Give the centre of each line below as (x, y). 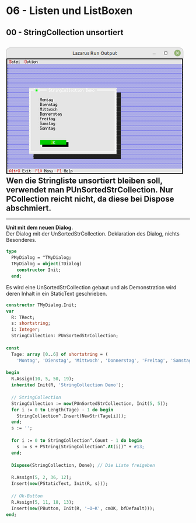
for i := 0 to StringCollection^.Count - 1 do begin (77, 441)
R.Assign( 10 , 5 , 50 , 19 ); (43, 379)
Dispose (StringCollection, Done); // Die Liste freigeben (83, 465)
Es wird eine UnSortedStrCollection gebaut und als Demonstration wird (91, 287)
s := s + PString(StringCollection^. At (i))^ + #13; (80, 446)
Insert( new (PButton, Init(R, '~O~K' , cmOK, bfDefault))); (83, 508)
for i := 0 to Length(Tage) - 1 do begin (62, 410)
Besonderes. (21, 240)
